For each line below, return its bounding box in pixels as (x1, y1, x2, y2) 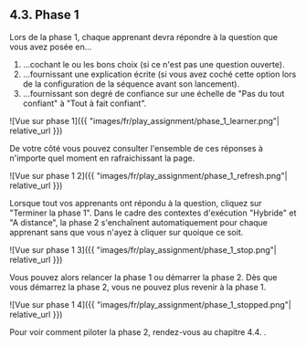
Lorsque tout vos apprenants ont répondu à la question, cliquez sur (9, 197, 262, 208)
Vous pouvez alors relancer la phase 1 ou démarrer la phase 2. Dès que (9, 271, 278, 282)
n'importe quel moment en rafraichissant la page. (9, 152, 195, 163)
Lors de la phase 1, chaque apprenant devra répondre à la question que (9, 31, 279, 42)
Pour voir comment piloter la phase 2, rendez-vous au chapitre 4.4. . (9, 326, 267, 337)
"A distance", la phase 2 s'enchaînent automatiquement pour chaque (9, 216, 268, 227)
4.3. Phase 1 (9, 7, 79, 23)
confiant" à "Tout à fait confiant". (22, 98, 147, 109)
